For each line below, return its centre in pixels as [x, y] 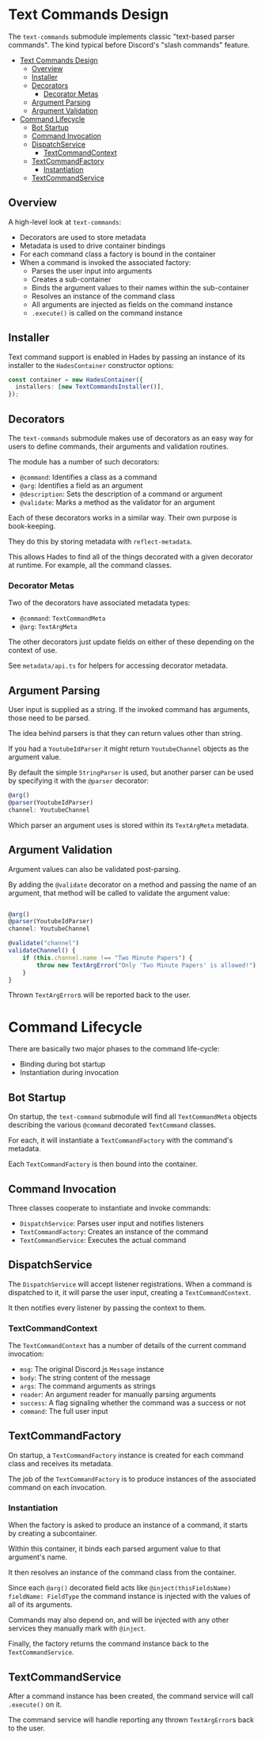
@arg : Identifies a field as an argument [81, 485]
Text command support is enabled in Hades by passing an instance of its [127, 357]
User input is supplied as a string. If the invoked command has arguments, [129, 710]
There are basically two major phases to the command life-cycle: [114, 1049]
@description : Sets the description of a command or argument [121, 494]
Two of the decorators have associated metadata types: [99, 603]
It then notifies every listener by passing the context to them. [107, 1308]
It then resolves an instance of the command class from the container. [122, 1573]
